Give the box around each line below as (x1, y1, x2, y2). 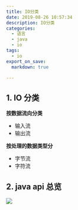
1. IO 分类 (6, 93, 40, 103)
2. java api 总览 (6, 181, 62, 192)
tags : (6, 48, 19, 54)
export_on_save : (6, 58, 46, 64)
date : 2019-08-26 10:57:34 (6, 14, 73, 20)
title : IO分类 (6, 8, 40, 15)
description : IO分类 (6, 20, 55, 26)
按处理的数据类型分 (6, 142, 53, 149)
